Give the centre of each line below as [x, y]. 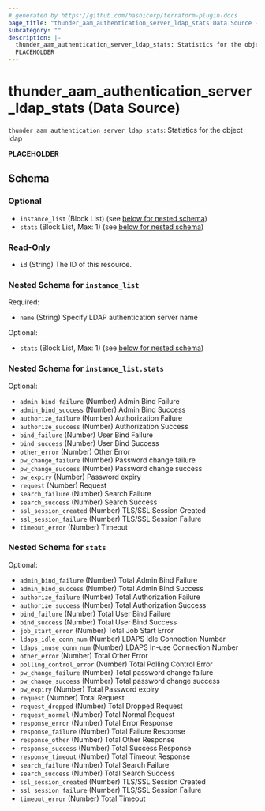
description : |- [35, 38]
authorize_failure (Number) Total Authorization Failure [110, 597]
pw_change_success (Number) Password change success [111, 468]
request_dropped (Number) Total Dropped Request [101, 706]
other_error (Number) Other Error [75, 451]
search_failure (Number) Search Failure [85, 493]
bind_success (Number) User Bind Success [89, 443]
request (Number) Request [63, 485]
